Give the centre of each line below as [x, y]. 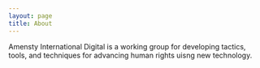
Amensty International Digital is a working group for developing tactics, [127, 46]
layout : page [30, 16]
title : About [30, 23]
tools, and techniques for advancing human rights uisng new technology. [130, 55]
